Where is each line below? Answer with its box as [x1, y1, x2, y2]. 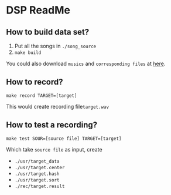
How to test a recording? [6, 120, 98, 130]
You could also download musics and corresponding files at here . [6, 60, 166, 67]
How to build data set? [6, 27, 90, 37]
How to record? [6, 77, 63, 87]
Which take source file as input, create [6, 146, 102, 153]
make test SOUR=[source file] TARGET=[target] [6, 136, 122, 142]
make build [14, 50, 42, 56]
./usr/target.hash [14, 171, 60, 177]
